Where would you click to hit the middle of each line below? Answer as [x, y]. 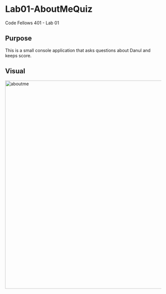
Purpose [19, 38]
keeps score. [18, 55]
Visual [15, 71]
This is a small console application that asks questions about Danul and [78, 50]
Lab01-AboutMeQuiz [49, 9]
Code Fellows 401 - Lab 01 [32, 23]
